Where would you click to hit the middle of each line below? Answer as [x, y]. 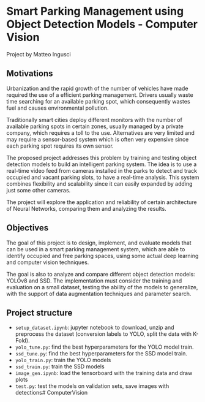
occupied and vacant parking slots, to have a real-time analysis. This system [103, 177]
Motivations [30, 74]
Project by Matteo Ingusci [39, 54]
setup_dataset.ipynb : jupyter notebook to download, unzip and [95, 328]
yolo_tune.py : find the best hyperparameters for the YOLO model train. [104, 347]
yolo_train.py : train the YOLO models [63, 360]
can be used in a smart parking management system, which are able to [96, 249]
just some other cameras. [39, 190]
